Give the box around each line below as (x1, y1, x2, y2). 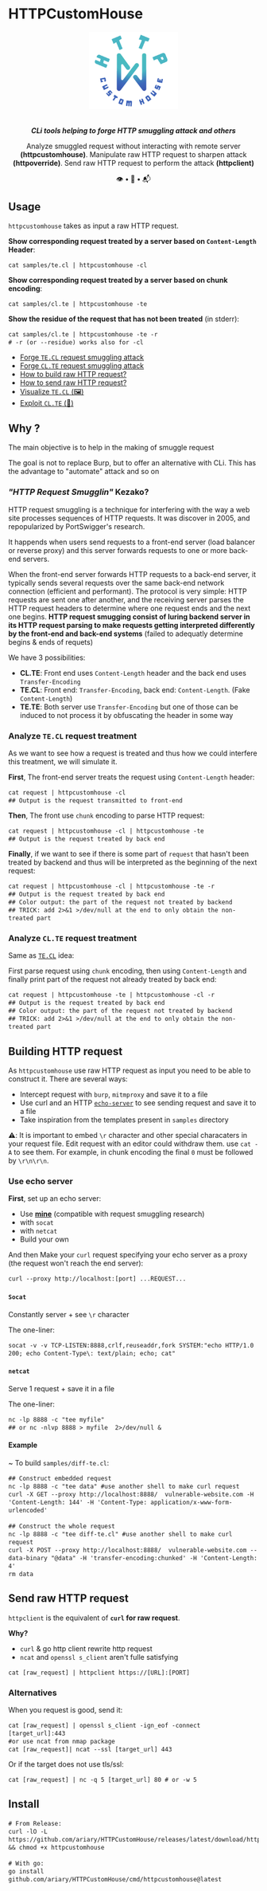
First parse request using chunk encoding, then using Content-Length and (8, 966, 247, 976)
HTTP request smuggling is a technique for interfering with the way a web (8, 504, 250, 514)
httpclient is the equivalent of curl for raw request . (8, 1613, 180, 1622)
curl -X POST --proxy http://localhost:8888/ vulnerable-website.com (8, 1546, 247, 1554)
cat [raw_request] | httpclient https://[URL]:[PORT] (8, 1669, 191, 1677)
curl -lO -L (8, 1827, 48, 1835)
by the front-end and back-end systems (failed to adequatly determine (8, 629, 244, 638)
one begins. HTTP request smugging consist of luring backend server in (8, 611, 250, 622)
